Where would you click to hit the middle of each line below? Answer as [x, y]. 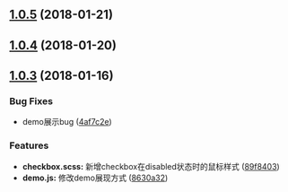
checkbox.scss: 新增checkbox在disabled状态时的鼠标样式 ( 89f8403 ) [151, 166]
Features [29, 145]
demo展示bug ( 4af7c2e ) [67, 122]
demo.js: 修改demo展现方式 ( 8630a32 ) [95, 178]
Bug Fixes [31, 101]
